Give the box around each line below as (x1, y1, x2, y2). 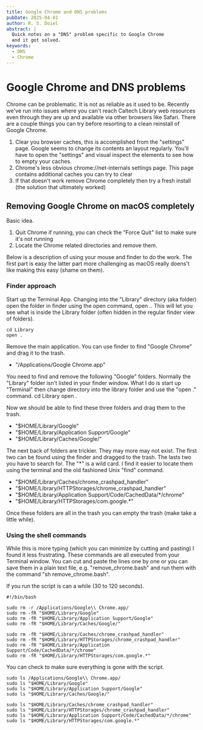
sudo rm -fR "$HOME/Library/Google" (6, 610, 99, 616)
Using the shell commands (6, 530, 87, 539)
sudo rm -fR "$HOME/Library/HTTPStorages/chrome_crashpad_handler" (6, 636, 181, 642)
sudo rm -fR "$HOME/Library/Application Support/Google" (6, 615, 154, 621)
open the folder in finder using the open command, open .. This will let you (6, 302, 193, 309)
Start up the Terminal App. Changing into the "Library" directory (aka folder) (6, 296, 197, 303)
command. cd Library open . (6, 392, 77, 399)
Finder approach (6, 282, 57, 290)
